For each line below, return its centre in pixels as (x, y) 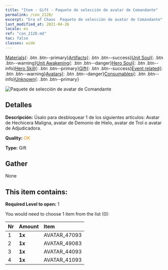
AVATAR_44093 (63, 252)
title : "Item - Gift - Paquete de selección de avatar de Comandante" (82, 10)
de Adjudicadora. (23, 128)
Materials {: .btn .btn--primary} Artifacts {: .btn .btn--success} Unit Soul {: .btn (85, 57)
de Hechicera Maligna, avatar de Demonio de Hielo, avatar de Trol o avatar (83, 123)
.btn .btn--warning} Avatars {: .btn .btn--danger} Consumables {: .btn (76, 74)
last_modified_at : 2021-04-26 (37, 24)
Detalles (19, 105)
